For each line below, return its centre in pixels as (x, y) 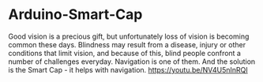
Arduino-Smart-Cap (75, 15)
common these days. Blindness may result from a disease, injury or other (127, 44)
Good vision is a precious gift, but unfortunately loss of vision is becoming (129, 36)
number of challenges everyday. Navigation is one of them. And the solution (132, 61)
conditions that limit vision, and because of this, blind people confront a (124, 53)
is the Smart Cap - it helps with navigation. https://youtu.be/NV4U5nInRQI (128, 69)
